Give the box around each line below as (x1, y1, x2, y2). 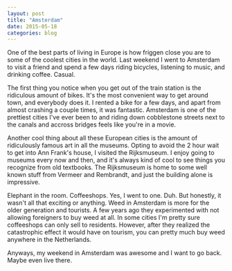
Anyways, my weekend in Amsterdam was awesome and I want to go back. (7, 249, 222, 257)
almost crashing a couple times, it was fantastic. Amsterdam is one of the (7, 106, 217, 114)
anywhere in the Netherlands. (7, 236, 92, 244)
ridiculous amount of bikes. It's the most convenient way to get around (7, 91, 209, 100)
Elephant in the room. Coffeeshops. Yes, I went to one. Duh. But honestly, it (7, 191, 222, 200)
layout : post (7, 10, 45, 17)
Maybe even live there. (7, 256, 73, 265)
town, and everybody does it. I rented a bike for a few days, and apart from (7, 98, 221, 107)
